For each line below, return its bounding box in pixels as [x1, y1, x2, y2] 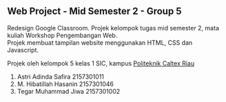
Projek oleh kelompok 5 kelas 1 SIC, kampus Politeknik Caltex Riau [7, 59, 195, 68]
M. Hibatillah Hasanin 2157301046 [17, 79, 114, 88]
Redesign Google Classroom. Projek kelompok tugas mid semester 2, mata [7, 23, 219, 32]
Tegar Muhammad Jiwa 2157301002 [17, 87, 121, 95]
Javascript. [7, 45, 39, 54]
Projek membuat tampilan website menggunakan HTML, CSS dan [7, 38, 193, 47]
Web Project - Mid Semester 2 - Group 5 [7, 6, 182, 17]
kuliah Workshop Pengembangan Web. [7, 31, 118, 39]
